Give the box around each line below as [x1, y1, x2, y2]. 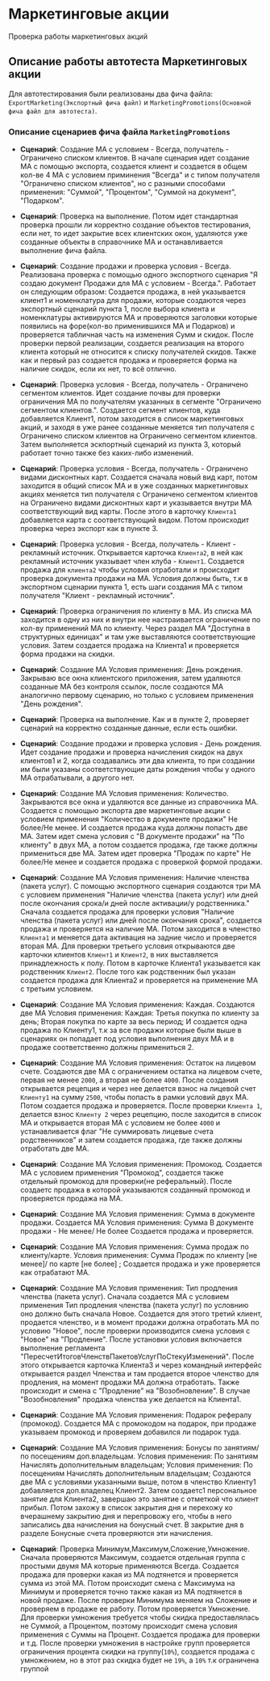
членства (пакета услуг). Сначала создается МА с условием [19, 1292, 230, 1301]
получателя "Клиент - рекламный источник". [19, 591, 175, 600]
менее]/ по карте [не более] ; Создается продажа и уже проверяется [19, 1259, 260, 1269]
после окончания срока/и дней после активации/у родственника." [19, 899, 250, 908]
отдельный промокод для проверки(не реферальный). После [19, 1177, 232, 1186]
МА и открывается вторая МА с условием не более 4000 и [19, 1118, 221, 1128]
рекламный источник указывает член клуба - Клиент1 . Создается [19, 557, 245, 567]
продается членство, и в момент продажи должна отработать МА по [19, 1318, 260, 1327]
